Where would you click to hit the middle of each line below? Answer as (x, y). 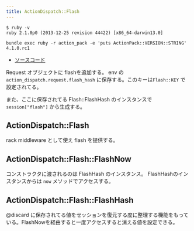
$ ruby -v (18, 28)
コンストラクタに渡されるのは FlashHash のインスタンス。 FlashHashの (92, 174)
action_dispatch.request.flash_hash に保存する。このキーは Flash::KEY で (96, 79)
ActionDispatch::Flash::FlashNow (69, 159)
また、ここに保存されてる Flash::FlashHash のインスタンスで (79, 99)
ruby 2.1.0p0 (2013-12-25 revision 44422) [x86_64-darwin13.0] (85, 33)
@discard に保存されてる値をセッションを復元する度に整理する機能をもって (97, 215)
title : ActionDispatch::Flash (43, 11)
